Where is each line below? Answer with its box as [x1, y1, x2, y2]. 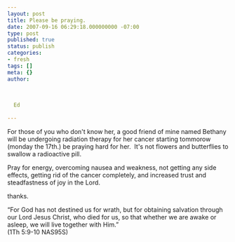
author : [7, 75, 30, 83]
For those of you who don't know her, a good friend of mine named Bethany [7, 127, 227, 135]
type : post [7, 29, 39, 37]
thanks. [7, 191, 29, 200]
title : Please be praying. [7, 17, 86, 24]
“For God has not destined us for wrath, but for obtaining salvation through [7, 205, 223, 214]
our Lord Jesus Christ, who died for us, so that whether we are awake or [7, 213, 217, 221]
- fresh [7, 56, 30, 63]
